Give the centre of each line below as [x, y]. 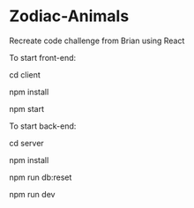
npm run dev [32, 194]
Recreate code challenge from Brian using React [97, 41]
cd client [25, 74]
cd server [26, 143]
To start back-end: [43, 126]
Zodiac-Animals [69, 16]
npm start [27, 108]
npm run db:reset [41, 177]
